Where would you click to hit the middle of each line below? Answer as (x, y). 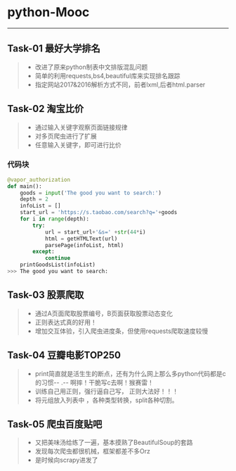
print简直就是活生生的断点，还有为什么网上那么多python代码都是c (130, 373)
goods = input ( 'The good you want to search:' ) (91, 193)
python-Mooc (48, 12)
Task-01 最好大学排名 (54, 49)
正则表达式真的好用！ (66, 322)
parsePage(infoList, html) (84, 245)
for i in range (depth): (55, 219)
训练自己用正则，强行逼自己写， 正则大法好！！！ (107, 391)
